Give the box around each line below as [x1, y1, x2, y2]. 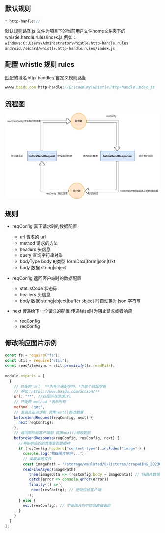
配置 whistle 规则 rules [5, 60, 75, 69]
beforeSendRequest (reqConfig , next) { [14, 415, 93, 420]
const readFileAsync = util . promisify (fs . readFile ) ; [5, 363, 115, 368]
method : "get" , [14, 405, 45, 410]
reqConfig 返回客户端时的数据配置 [12, 275, 82, 281]
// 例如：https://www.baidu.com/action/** [14, 389, 100, 394]
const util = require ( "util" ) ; [5, 358, 69, 363]
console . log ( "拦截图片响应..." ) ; [23, 451, 87, 456]
